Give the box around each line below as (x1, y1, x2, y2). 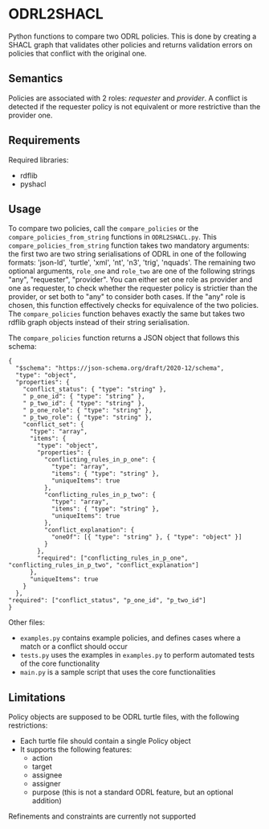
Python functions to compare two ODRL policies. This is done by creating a (8, 31, 257, 41)
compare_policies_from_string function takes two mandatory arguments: (8, 240, 250, 250)
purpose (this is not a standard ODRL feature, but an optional (31, 787, 234, 797)
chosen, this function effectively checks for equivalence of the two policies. (8, 301, 259, 310)
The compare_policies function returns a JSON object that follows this (8, 333, 240, 343)
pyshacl (19, 179, 47, 189)
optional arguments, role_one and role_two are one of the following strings (8, 266, 255, 276)
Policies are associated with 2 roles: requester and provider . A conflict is (8, 93, 248, 103)
